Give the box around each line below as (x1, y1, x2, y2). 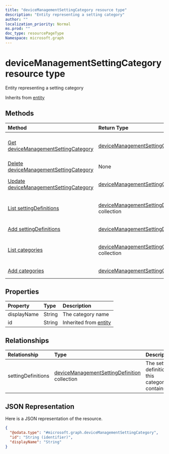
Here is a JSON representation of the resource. (5, 416, 103, 422)
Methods (5, 109, 34, 118)
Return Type (98, 124, 129, 131)
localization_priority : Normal (5, 21, 71, 27)
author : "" (5, 17, 28, 22)
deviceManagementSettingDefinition (54, 369, 141, 376)
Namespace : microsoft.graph (5, 36, 64, 41)
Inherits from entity (5, 94, 45, 100)
